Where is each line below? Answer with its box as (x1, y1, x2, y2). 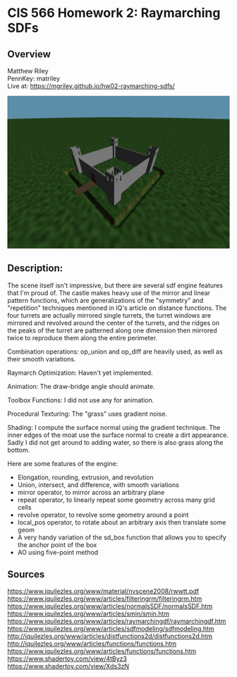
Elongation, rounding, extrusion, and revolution (17, 473, 154, 481)
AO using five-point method (17, 548, 99, 556)
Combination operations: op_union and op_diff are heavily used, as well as (7, 347, 224, 356)
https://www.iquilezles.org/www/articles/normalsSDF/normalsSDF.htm (7, 602, 213, 611)
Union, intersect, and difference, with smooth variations (17, 480, 180, 489)
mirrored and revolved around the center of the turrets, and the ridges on (7, 318, 220, 327)
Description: (7, 263, 63, 275)
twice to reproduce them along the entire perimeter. (7, 333, 157, 342)
